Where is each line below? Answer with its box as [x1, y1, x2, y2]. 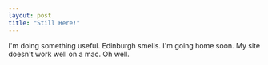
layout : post [8, 11, 52, 20]
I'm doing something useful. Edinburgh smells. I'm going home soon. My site [8, 40, 261, 50]
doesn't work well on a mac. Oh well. [8, 49, 130, 59]
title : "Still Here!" [8, 19, 81, 27]
